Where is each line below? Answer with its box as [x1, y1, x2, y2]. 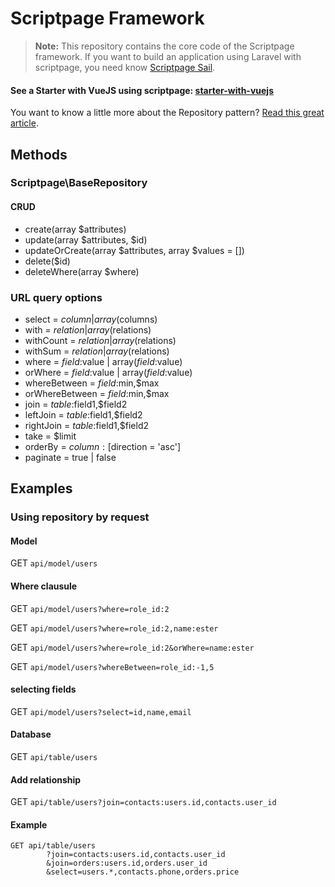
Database [10, 728, 52, 741]
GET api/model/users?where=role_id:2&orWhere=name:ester [10, 641, 255, 653]
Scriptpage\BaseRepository [10, 176, 148, 190]
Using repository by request [10, 510, 150, 524]
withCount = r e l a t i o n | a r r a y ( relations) [24, 334, 177, 346]
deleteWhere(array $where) [24, 265, 140, 277]
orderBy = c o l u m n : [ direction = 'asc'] [24, 440, 182, 452]
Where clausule [10, 580, 78, 592]
